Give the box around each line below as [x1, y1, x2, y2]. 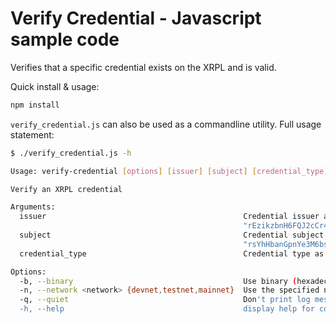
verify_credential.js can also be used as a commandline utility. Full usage [10, 118, 322, 130]
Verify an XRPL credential [10, 184, 123, 194]
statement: [10, 128, 55, 141]
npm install [10, 100, 60, 110]
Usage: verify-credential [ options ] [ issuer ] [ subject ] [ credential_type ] [10, 166, 329, 176]
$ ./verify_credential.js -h [10, 148, 132, 158]
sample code [10, 28, 120, 51]
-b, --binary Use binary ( [19, 276, 298, 286]
